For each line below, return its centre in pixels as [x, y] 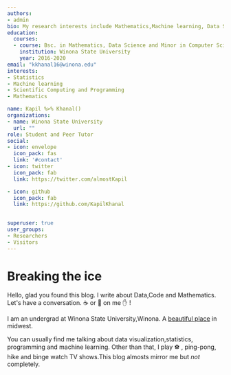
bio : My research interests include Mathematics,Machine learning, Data [113, 26]
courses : [26, 39]
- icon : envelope [32, 147]
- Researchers [27, 236]
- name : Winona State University [55, 122]
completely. [24, 364]
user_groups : [26, 229]
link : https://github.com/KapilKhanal [69, 204]
